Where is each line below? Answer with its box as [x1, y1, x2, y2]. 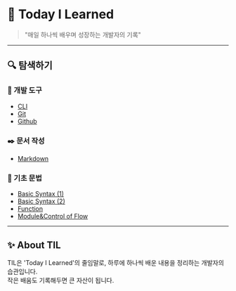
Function [17, 205, 44, 213]
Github [17, 117, 37, 125]
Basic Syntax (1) [17, 190, 65, 198]
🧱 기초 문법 [7, 173, 42, 183]
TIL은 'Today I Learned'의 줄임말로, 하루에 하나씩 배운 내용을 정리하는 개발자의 [7, 259, 225, 267]
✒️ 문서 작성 [7, 136, 45, 145]
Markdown [17, 154, 49, 162]
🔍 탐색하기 [7, 60, 53, 72]
